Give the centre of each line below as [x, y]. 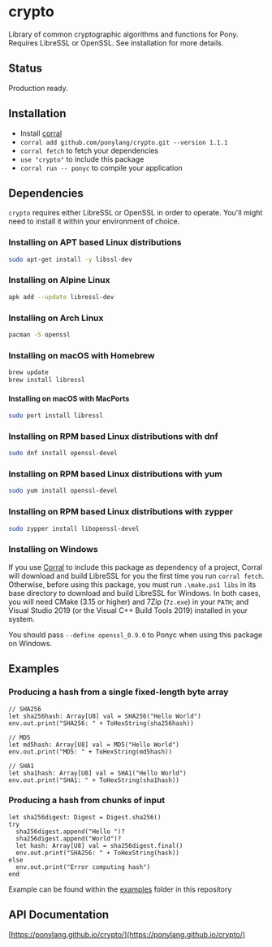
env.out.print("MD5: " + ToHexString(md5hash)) [91, 752]
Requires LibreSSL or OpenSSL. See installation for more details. [116, 42]
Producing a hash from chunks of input [86, 801]
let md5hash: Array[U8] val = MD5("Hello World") [94, 745]
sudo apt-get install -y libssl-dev [70, 259]
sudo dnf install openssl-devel [63, 454]
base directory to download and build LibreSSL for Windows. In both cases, [135, 593]
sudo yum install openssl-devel [63, 491]
